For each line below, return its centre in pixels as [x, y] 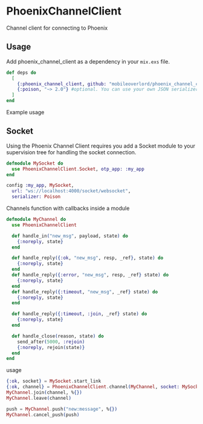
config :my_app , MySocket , [40, 186]
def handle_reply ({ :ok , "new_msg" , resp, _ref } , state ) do [88, 258]
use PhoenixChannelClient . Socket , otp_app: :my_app [78, 169]
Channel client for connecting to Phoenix [57, 28]
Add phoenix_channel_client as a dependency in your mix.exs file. [88, 61]
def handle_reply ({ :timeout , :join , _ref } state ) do [79, 314]
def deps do [21, 73]
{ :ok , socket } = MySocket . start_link [54, 381]
